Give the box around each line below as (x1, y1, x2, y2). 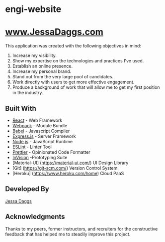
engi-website (5, 3, 62, 15)
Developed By (5, 185, 50, 193)
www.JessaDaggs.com (5, 26, 103, 38)
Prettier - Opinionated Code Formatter (12, 149, 90, 155)
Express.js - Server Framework (12, 133, 76, 139)
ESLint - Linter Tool (12, 144, 52, 150)
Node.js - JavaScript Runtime (12, 138, 73, 144)
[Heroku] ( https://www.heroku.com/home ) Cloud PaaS (12, 170, 124, 176)
